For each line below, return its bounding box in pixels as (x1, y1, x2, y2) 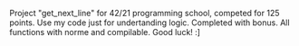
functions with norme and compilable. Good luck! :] (9, 27, 201, 37)
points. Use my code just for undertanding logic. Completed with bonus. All (9, 17, 290, 28)
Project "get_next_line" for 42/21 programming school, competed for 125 (9, 8, 280, 18)
